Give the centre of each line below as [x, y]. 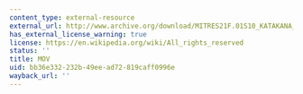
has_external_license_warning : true [78, 34]
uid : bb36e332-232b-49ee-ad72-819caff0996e [92, 68]
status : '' [30, 51]
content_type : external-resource [72, 17]
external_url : [36, 26]
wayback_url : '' [40, 76]
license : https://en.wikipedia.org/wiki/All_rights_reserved [127, 43]
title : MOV [30, 59]
